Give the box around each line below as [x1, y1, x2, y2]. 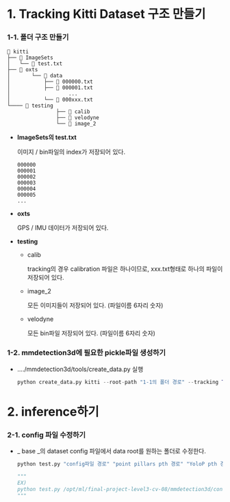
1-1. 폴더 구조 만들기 [7, 32, 69, 42]
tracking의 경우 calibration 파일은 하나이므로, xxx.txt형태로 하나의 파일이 [27, 265, 223, 273]
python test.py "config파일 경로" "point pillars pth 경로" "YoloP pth [16, 461, 218, 468]
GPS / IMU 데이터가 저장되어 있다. [16, 224, 109, 232]
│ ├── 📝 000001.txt [7, 84, 94, 91]
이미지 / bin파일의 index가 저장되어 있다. [16, 148, 125, 156]
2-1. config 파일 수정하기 [7, 430, 86, 440]
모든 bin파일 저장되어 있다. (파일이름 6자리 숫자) [27, 329, 156, 337]
